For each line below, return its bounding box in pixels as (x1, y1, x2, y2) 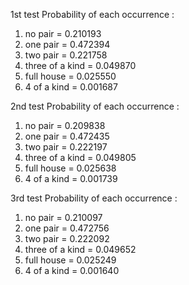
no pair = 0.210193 (24, 28, 102, 39)
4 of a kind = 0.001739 (24, 173, 118, 184)
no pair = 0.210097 (24, 212, 103, 223)
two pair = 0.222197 (24, 141, 108, 153)
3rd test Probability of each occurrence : (10, 192, 178, 204)
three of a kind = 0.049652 (24, 244, 137, 255)
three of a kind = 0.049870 (24, 60, 137, 71)
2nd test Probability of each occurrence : (10, 100, 180, 112)
